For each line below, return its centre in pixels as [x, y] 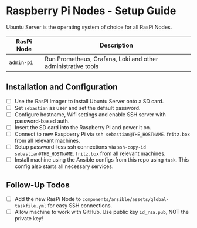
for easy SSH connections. [80, 206]
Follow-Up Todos [38, 185]
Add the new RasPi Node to [47, 199]
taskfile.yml [30, 206]
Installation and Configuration [62, 87]
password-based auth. [42, 121]
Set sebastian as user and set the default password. [77, 108]
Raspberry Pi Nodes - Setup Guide [91, 11]
